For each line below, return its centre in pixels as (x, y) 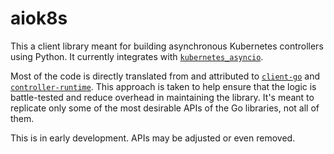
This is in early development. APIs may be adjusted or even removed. (153, 138)
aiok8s (39, 18)
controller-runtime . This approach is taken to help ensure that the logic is (163, 86)
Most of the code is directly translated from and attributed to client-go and (165, 76)
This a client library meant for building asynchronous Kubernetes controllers (167, 46)
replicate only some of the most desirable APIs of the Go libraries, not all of (165, 108)
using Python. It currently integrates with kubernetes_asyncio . (137, 56)
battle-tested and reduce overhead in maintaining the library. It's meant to (162, 97)
